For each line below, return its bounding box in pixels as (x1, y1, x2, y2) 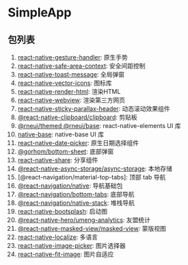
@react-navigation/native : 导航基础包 (17, 181, 123, 190)
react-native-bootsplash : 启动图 (17, 207, 108, 215)
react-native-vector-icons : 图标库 (17, 79, 112, 87)
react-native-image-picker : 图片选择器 (17, 242, 126, 249)
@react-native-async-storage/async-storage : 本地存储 (17, 164, 173, 173)
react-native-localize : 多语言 (17, 233, 98, 241)
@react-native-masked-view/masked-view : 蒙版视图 (17, 225, 166, 232)
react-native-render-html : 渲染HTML (17, 88, 121, 95)
